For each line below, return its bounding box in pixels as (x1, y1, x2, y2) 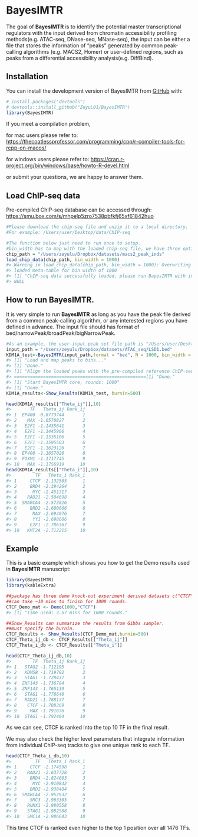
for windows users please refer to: (6, 156, 90, 163)
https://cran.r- (90, 156, 125, 163)
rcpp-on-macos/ (6, 144, 47, 151)
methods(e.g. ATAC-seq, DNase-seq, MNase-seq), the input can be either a (6, 35, 190, 43)
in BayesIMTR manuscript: (6, 565, 71, 573)
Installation (6, 71, 48, 82)
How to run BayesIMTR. (6, 295, 94, 305)
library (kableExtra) (6, 582, 57, 588)
